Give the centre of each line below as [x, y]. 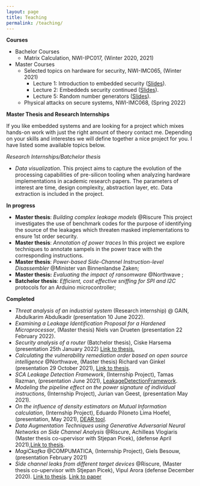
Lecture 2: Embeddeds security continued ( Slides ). [96, 90]
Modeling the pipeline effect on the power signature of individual [95, 387]
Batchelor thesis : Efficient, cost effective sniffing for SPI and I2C [95, 281]
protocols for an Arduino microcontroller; [65, 287]
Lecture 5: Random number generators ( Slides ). [92, 96]
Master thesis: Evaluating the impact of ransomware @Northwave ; [99, 275]
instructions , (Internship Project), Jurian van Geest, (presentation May [101, 393]
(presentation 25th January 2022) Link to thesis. [75, 349]
